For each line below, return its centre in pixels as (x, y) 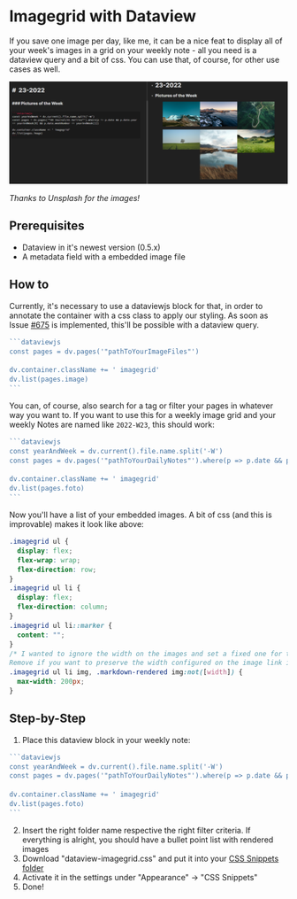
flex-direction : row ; (57, 570)
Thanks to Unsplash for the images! (74, 198)
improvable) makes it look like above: (76, 524)
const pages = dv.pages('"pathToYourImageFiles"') (104, 352)
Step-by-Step (48, 719)
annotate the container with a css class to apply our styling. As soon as (139, 315)
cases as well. (35, 69)
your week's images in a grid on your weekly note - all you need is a (133, 50)
